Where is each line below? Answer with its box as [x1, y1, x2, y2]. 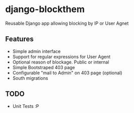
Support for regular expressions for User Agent [12, 53, 111, 60]
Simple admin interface [12, 48, 61, 54]
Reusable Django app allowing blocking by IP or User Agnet [5, 20, 129, 26]
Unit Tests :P [12, 103, 39, 109]
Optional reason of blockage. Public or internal [12, 59, 109, 65]
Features [5, 35, 34, 43]
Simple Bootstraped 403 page [12, 64, 76, 70]
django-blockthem [5, 4, 85, 15]
